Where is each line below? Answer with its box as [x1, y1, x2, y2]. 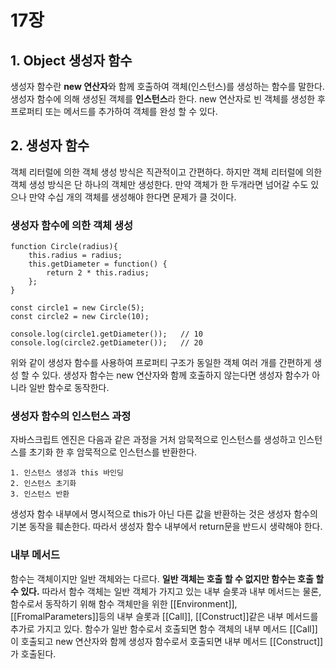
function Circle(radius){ [10, 242, 118, 252]
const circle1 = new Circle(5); [10, 303, 145, 313]
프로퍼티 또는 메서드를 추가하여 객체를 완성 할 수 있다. [10, 106, 218, 117]
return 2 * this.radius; [46, 268, 150, 278]
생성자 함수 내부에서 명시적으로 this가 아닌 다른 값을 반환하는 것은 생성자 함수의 [10, 508, 318, 520]
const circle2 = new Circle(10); [10, 312, 150, 322]
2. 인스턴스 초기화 [10, 479, 77, 489]
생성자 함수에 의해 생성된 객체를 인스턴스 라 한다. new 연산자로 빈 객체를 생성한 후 [10, 93, 326, 105]
